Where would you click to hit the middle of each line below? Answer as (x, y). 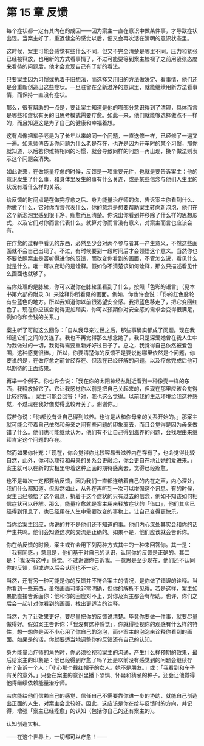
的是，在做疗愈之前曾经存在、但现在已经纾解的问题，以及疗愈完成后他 (104, 360)
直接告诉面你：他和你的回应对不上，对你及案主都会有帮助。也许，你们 (104, 595)
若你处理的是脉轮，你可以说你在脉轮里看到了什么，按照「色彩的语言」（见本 (101, 286)
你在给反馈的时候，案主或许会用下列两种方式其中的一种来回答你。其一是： (99, 545)
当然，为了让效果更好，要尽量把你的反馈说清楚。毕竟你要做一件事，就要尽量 (102, 616)
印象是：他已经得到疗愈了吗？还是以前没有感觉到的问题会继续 (110, 659)
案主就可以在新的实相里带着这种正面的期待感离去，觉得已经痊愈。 (89, 467)
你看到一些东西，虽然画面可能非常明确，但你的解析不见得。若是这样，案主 (99, 588)
